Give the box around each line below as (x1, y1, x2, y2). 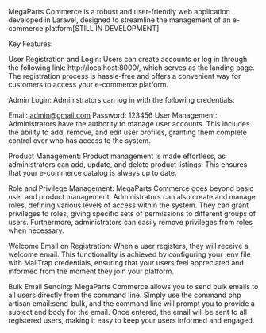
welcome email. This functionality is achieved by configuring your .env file (8, 250, 252, 259)
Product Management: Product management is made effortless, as (8, 151, 226, 161)
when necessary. (8, 226, 65, 235)
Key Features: (8, 39, 53, 48)
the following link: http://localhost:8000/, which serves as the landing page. (8, 63, 256, 72)
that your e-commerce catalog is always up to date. (8, 168, 177, 177)
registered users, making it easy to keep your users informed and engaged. (8, 316, 255, 325)
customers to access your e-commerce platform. (8, 79, 169, 89)
